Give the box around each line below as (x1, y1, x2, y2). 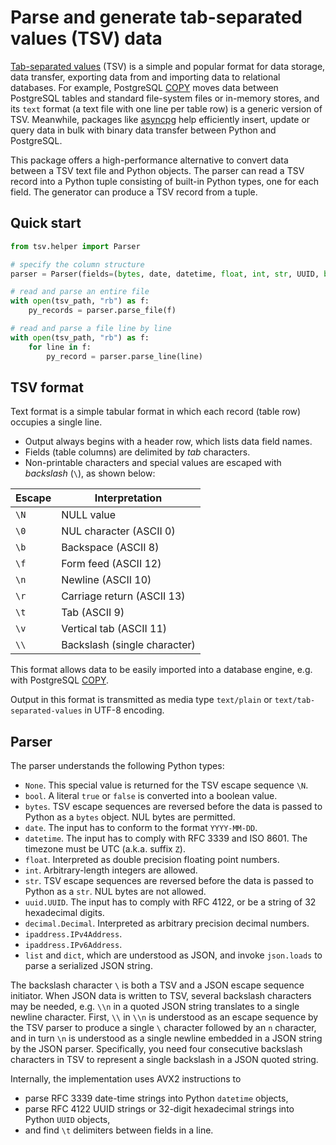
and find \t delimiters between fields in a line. (24, 1124, 214, 1136)
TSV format (10, 379, 84, 396)
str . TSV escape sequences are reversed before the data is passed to (24, 875, 314, 887)
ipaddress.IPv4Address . (24, 928, 123, 940)
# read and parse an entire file (10, 287, 150, 297)
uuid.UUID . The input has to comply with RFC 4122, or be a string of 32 (24, 896, 317, 908)
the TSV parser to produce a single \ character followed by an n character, (10, 1022, 317, 1034)
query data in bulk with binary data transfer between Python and (10, 124, 277, 136)
